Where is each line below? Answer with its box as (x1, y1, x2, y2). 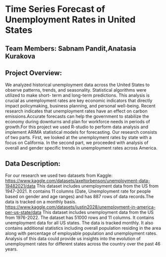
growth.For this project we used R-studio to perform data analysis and (5, 124, 149, 130)
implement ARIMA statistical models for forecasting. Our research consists (5, 129, 158, 135)
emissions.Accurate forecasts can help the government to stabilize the (5, 113, 150, 119)
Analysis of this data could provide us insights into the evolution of (5, 236, 141, 242)
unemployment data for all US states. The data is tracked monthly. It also (5, 220, 154, 226)
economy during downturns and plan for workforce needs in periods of (5, 119, 150, 125)
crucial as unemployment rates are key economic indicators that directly (5, 98, 153, 103)
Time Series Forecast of (5, 3, 106, 15)
